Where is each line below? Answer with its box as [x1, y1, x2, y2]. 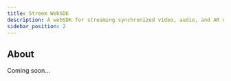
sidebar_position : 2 [7, 23, 67, 30]
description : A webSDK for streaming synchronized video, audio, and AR [7, 16, 220, 23]
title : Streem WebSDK [7, 10, 69, 17]
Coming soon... [7, 67, 50, 75]
